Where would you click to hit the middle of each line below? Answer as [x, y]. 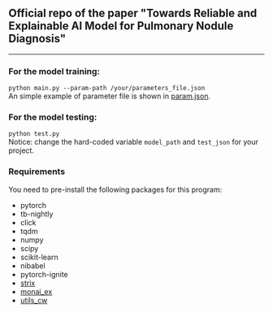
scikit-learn [39, 257]
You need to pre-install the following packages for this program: [115, 189]
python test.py [34, 134]
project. [22, 150]
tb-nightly [37, 214]
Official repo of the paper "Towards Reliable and [133, 13]
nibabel [33, 265]
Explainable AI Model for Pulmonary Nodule [121, 26]
